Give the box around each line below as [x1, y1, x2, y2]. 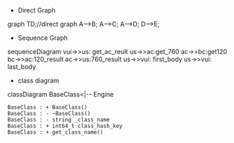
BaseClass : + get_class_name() [7, 129, 103, 136]
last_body [7, 63, 36, 70]
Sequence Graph [17, 33, 68, 42]
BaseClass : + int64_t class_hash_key [7, 122, 123, 129]
